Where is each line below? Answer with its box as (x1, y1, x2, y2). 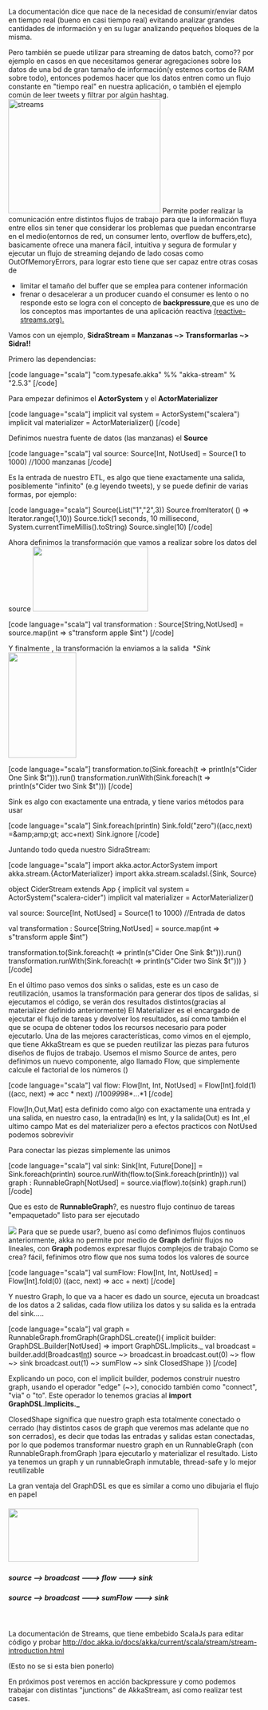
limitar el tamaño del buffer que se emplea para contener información (19, 281, 249, 290)
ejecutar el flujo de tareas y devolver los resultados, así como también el (8, 1014, 246, 1024)
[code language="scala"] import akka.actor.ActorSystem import (8, 861, 218, 869)
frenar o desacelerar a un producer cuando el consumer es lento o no (19, 289, 250, 299)
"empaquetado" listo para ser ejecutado (8, 1211, 140, 1219)
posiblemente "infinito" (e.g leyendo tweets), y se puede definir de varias (8, 481, 249, 491)
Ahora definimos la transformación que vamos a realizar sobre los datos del (8, 538, 258, 547)
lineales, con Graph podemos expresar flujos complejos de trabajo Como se (8, 1244, 259, 1253)
